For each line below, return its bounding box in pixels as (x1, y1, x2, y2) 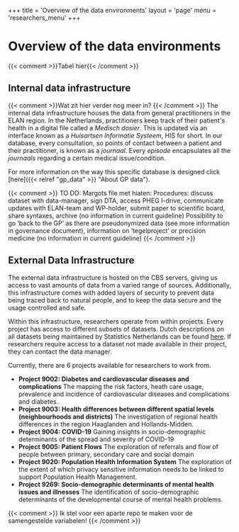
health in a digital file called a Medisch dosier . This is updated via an (8, 123, 208, 132)
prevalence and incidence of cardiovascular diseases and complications (18, 390, 230, 398)
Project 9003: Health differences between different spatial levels (18, 404, 215, 413)
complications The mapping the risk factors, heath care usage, (18, 382, 204, 390)
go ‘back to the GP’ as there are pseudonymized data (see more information (8, 219, 230, 227)
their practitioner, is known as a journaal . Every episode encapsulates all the (8, 146, 231, 154)
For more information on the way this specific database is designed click (8, 167, 221, 176)
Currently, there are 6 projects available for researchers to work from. (8, 361, 211, 369)
